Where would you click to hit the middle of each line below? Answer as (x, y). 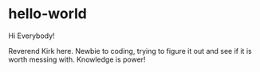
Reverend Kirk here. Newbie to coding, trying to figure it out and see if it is (130, 51)
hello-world (48, 14)
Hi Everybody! (32, 36)
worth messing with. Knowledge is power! (77, 59)
